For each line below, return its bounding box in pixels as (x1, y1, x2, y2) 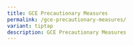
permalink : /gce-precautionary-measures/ (7, 16, 127, 23)
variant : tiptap (7, 22, 53, 29)
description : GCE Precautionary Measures (7, 28, 127, 36)
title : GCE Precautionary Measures (7, 9, 108, 17)
